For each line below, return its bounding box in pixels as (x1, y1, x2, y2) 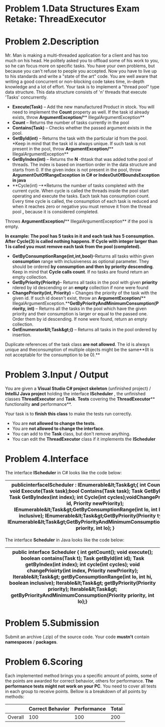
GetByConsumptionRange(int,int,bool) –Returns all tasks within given (12, 253, 154, 259)
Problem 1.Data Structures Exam (5, 3, 140, 14)
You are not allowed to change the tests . (12, 421, 96, 426)
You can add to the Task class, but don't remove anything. (12, 431, 131, 437)
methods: (5, 693, 25, 699)
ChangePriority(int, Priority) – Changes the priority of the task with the (12, 290, 157, 296)
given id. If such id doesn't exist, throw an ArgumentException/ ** (12, 295, 146, 301)
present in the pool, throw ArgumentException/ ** (12, 146, 114, 152)
